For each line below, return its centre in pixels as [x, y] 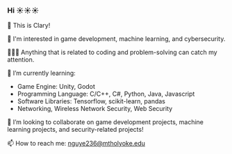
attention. [21, 60]
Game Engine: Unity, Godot [56, 87]
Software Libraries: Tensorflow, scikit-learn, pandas [91, 101]
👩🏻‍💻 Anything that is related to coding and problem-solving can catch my [112, 52]
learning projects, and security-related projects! [75, 130]
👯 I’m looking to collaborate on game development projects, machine [105, 122]
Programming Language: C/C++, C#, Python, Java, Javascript [106, 94]
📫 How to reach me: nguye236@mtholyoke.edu [76, 144]
